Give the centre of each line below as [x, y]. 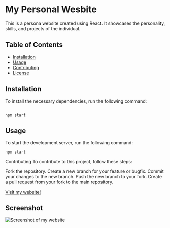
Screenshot [24, 208]
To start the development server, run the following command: [69, 143]
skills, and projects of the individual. [43, 28]
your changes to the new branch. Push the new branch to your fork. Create [84, 177]
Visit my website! [23, 192]
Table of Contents [34, 45]
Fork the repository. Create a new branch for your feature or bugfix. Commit [84, 171]
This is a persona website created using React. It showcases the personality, [85, 23]
